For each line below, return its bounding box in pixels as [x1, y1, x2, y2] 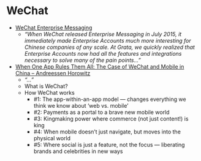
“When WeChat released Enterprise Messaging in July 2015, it [24, 30, 182, 37]
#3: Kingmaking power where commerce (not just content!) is [33, 114, 189, 122]
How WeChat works [24, 89, 75, 96]
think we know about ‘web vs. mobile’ [33, 102, 129, 109]
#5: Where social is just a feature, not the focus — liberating [33, 141, 185, 148]
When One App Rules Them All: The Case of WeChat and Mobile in [15, 62, 184, 70]
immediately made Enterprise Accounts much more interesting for [24, 37, 191, 44]
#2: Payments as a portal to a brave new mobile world [33, 108, 170, 116]
